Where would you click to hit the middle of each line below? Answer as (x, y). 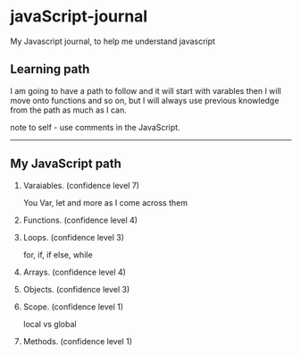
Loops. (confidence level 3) (73, 237)
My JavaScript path (66, 164)
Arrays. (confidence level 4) (74, 272)
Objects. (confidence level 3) (76, 289)
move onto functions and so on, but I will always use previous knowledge (145, 100)
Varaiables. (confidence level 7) (81, 185)
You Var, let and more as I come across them (105, 202)
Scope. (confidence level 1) (73, 307)
